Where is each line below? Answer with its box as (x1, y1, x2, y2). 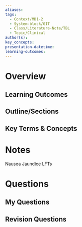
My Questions (5, 198, 50, 207)
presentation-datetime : (5, 44, 55, 49)
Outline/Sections (5, 107, 59, 116)
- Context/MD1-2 (9, 16, 43, 21)
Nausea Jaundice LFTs (5, 161, 52, 167)
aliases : (5, 7, 23, 12)
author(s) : (5, 35, 28, 40)
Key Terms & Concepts (5, 124, 78, 133)
